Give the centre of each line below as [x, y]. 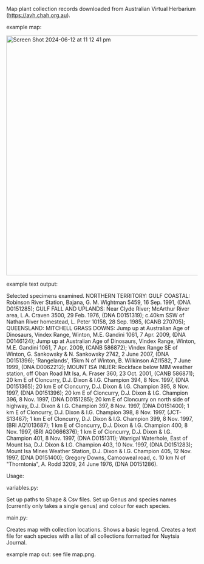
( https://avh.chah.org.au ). [39, 15]
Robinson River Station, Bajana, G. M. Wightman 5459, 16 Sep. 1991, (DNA [99, 302]
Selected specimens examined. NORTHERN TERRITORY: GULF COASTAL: [98, 296]
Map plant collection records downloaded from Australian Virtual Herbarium [101, 9]
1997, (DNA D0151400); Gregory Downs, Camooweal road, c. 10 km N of [96, 457]
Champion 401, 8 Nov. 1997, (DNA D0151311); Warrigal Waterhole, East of [97, 438]
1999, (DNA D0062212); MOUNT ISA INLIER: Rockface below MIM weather [100, 367]
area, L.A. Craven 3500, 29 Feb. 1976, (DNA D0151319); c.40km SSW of [95, 315]
